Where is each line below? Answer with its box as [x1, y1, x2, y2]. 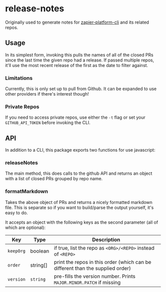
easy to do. [5, 210, 28, 216]
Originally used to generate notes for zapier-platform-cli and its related [5, 19, 149, 25]
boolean [30, 247, 49, 254]
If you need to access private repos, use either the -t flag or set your [5, 114, 146, 121]
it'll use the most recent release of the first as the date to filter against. [5, 62, 148, 68]
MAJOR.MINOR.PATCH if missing [54, 279, 121, 286]
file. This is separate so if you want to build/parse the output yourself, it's [5, 204, 154, 210]
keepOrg [7, 248, 26, 254]
